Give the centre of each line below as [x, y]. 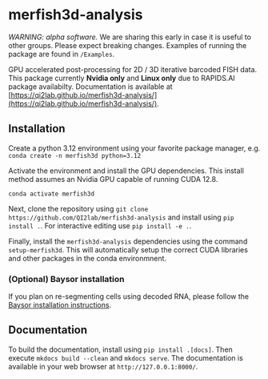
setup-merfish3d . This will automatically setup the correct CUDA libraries [128, 249]
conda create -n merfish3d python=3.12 [75, 155]
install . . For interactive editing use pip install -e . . [100, 225]
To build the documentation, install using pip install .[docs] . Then [121, 349]
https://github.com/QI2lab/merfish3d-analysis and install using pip [121, 217]
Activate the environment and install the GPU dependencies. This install [126, 171]
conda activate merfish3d [51, 194]
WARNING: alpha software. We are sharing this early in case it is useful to [130, 37]
